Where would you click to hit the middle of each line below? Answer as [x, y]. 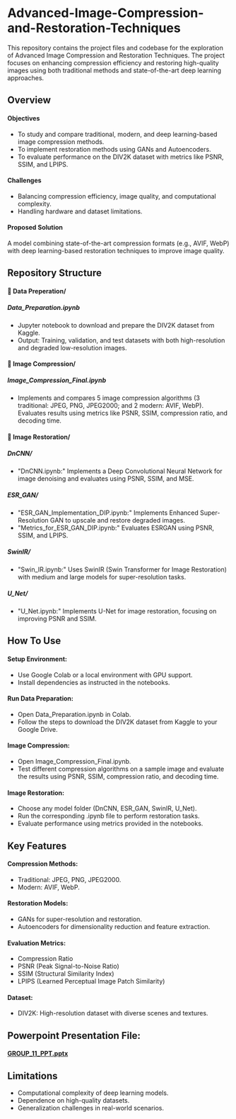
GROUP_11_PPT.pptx [38, 1054]
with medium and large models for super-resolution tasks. [102, 577]
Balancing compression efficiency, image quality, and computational [117, 196]
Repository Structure [55, 273]
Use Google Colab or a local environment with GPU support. [105, 674]
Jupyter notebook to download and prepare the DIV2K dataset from [116, 325]
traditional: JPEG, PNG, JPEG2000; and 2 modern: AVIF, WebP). [110, 406]
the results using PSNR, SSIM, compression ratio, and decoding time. [118, 776]
